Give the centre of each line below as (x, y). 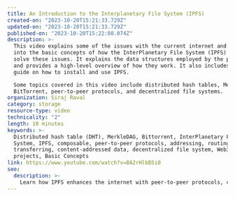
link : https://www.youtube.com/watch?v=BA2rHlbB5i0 (84, 163)
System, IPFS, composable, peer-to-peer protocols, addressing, (109, 143)
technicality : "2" (34, 117)
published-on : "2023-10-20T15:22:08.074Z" (70, 33)
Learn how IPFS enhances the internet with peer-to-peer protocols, (122, 182)
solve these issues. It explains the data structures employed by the (119, 59)
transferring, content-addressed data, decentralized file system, (114, 150)
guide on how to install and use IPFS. (72, 72)
